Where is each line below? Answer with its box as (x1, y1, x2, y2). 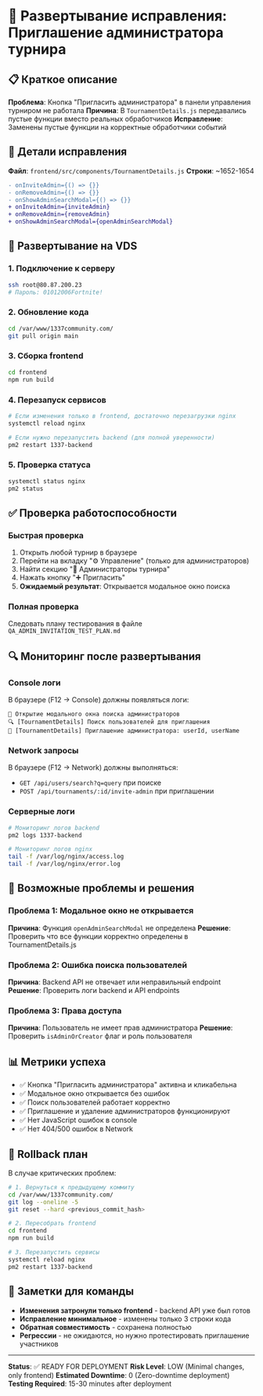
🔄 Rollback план (8, 1147, 88, 1161)
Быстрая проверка (8, 529, 85, 540)
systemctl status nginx (8, 477, 86, 485)
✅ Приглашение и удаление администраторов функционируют (19, 1107, 231, 1116)
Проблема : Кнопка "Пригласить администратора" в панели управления (8, 97, 251, 107)
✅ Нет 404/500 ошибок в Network (19, 1124, 134, 1134)
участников (19, 1339, 59, 1348)
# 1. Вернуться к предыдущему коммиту (8, 1183, 135, 1191)
